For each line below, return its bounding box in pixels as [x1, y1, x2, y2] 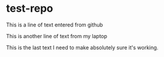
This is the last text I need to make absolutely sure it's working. [6, 43, 159, 51]
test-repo [6, 2, 53, 15]
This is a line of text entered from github [6, 21, 103, 28]
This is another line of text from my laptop [6, 32, 108, 39]
